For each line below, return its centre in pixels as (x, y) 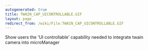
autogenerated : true (26, 10)
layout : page (18, 19)
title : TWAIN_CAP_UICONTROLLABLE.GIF (44, 14)
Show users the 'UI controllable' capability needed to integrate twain (74, 37)
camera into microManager (32, 43)
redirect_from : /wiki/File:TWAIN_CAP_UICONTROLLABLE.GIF (64, 23)
